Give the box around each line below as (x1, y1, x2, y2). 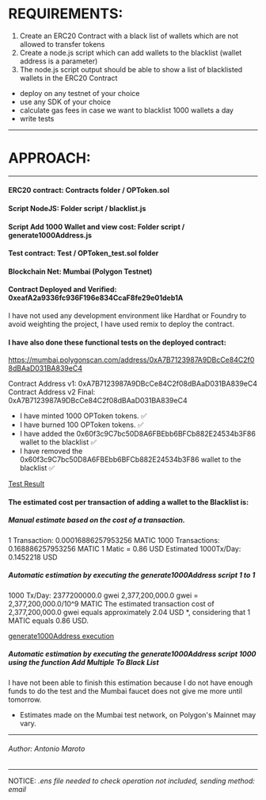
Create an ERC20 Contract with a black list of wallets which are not (19, 31, 239, 40)
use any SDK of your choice (19, 97, 111, 106)
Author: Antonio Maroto (8, 744, 85, 754)
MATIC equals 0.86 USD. (8, 616, 89, 625)
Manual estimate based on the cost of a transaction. (8, 515, 186, 525)
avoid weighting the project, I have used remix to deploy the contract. (8, 319, 235, 329)
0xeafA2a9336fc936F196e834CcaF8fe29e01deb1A (8, 293, 184, 302)
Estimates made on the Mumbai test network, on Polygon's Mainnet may (19, 710, 256, 719)
